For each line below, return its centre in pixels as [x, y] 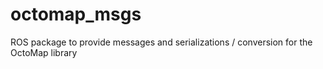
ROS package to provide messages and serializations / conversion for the [161, 42]
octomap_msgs [76, 14]
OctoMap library [44, 52]
